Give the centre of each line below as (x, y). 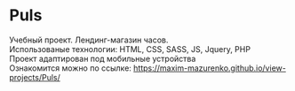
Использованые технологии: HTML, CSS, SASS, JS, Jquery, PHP (130, 49)
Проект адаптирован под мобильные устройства (103, 58)
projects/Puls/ (35, 77)
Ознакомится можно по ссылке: (70, 68)
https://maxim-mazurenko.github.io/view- (209, 68)
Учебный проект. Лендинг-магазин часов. (89, 40)
